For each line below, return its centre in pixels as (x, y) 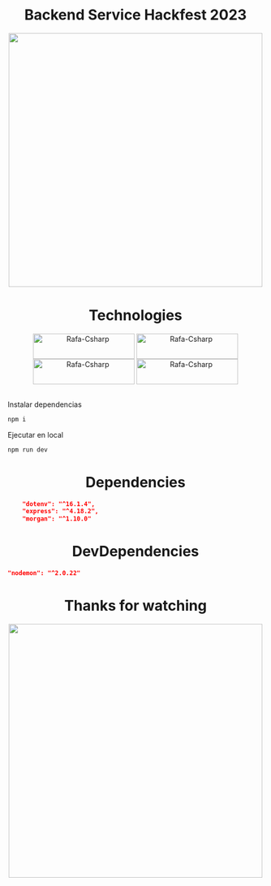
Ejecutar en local (36, 434)
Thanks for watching (135, 606)
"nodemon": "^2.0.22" (44, 573)
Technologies (135, 316)
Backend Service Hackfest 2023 (135, 15)
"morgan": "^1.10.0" (57, 519)
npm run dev (28, 449)
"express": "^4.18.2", (60, 512)
